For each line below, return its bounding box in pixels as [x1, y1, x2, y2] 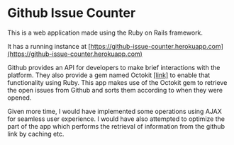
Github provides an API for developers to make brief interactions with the [7, 63, 221, 71]
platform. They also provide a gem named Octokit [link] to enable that [7, 71, 211, 79]
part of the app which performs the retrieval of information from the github [7, 122, 225, 130]
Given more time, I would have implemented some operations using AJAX [7, 107, 222, 115]
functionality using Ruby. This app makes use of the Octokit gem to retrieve [7, 78, 228, 86]
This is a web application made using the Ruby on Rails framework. [7, 28, 204, 37]
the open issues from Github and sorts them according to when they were [7, 86, 223, 94]
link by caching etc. [7, 129, 65, 138]
